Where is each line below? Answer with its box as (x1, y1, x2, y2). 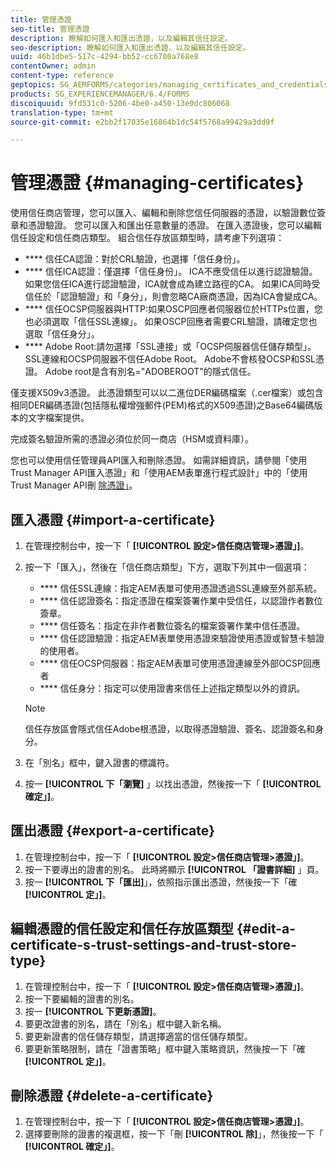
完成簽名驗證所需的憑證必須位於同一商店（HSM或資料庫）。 (10, 433, 255, 445)
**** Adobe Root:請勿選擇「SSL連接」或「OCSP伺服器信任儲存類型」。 (24, 341, 317, 353)
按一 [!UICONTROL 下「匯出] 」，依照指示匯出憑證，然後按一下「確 (24, 876, 298, 888)
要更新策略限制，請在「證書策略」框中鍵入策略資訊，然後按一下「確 (24, 1042, 306, 1055)
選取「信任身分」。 (24, 328, 100, 340)
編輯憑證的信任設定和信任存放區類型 (10, 921, 234, 938)
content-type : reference (10, 71, 114, 81)
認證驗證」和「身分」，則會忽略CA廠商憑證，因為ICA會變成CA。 (59, 291, 323, 303)
